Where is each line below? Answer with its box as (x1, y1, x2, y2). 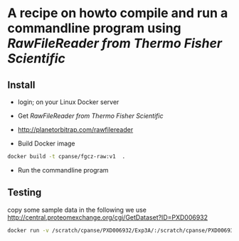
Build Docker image (17, 139, 76, 148)
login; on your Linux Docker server (17, 98, 119, 106)
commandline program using (7, 20, 181, 36)
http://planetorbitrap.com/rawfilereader (17, 125, 134, 133)
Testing (7, 187, 42, 199)
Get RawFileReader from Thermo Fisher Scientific (17, 112, 164, 120)
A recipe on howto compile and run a (7, 5, 228, 21)
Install (7, 78, 36, 91)
